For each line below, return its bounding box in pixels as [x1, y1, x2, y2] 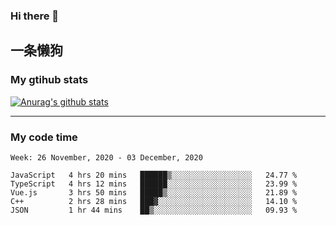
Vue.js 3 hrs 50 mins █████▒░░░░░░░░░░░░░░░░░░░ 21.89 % [10, 187, 298, 198]
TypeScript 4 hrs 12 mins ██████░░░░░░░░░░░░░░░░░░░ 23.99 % [10, 179, 298, 189]
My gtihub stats [10, 73, 89, 87]
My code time [10, 130, 78, 144]
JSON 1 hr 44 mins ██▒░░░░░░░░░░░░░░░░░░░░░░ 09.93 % [10, 205, 298, 215]
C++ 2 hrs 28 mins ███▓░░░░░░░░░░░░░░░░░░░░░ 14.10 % [10, 196, 298, 206]
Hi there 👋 [10, 9, 60, 23]
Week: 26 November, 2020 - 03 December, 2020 [10, 152, 203, 163]
